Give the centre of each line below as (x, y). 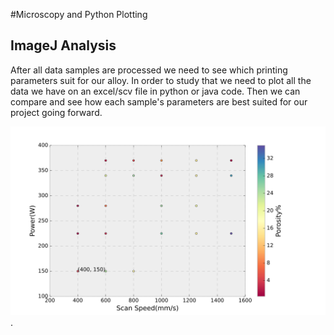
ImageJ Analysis (63, 45)
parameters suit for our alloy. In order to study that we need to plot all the (161, 80)
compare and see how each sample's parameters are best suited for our (159, 101)
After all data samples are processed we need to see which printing (149, 70)
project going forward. (56, 112)
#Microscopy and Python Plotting (79, 14)
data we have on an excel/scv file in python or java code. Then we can (155, 91)
